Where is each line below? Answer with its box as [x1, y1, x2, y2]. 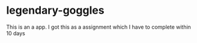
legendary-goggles [6, 4, 105, 17]
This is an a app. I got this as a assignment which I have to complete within [6, 23, 191, 30]
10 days [6, 29, 25, 36]
